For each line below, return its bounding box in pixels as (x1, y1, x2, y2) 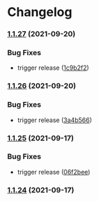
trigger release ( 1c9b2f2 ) (17, 64, 89, 72)
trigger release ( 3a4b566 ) (17, 116, 92, 124)
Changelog (7, 4, 73, 20)
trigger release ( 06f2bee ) (17, 167, 91, 176)
